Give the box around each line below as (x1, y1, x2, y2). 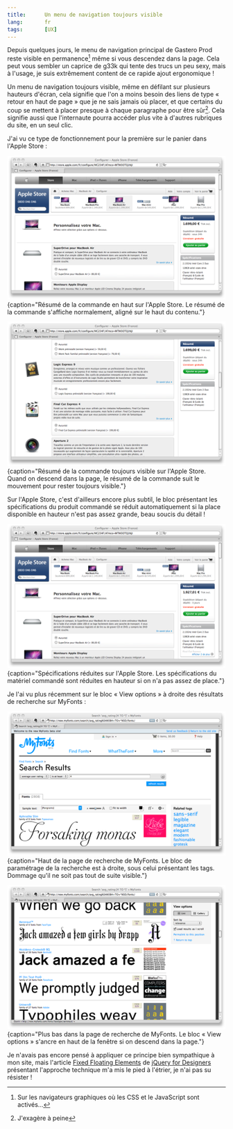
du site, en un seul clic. (7, 120, 73, 129)
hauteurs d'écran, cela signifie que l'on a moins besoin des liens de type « (7, 90, 220, 99)
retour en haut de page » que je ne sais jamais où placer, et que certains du (7, 97, 223, 106)
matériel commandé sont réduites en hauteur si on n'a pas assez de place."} (7, 676, 225, 684)
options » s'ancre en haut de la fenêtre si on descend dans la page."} (7, 1037, 205, 1046)
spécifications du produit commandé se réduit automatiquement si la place (7, 503, 221, 511)
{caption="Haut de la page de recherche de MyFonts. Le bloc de (7, 856, 192, 865)
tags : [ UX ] (7, 26, 58, 33)
